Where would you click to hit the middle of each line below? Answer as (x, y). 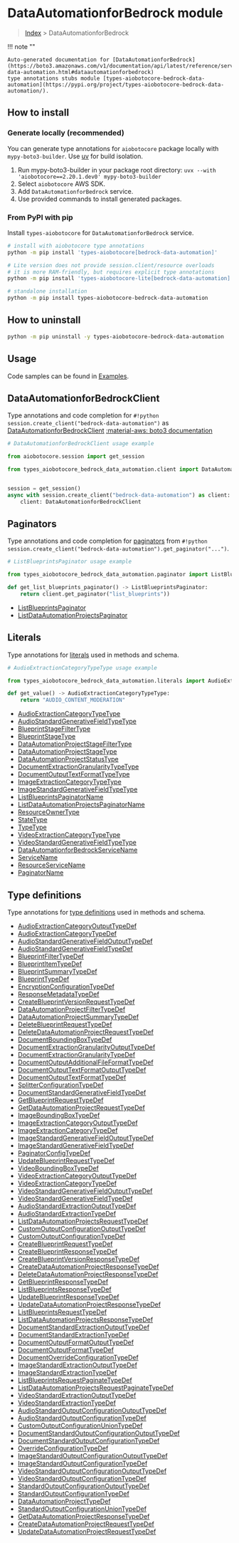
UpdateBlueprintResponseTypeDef (68, 1297)
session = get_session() (44, 488)
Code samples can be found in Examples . (68, 376)
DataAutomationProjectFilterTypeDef (71, 1009)
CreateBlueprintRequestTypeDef (65, 1244)
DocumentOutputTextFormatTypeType (74, 774)
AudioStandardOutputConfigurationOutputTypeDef (92, 1410)
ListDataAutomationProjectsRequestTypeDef (83, 1221)
